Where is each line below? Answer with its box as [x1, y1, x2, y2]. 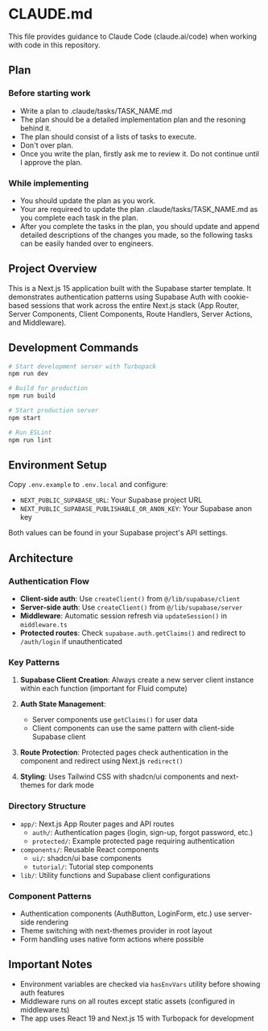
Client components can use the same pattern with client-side [31, 723, 235, 734]
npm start [8, 414, 42, 422]
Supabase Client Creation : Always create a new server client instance [19, 675, 254, 685]
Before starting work [8, 88, 91, 99]
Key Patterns [8, 656, 60, 667]
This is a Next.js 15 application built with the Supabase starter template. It [8, 283, 252, 293]
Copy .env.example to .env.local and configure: [8, 480, 168, 489]
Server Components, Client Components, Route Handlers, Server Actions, [8, 309, 253, 318]
